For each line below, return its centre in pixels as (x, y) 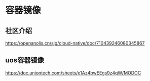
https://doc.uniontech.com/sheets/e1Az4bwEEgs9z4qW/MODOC (73, 73)
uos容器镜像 (25, 60)
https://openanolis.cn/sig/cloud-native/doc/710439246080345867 (75, 43)
